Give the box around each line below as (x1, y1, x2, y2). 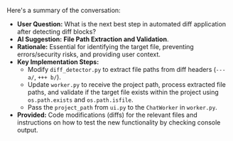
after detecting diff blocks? (16, 28, 97, 36)
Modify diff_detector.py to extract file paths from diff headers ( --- (27, 66, 226, 73)
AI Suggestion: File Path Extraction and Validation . (16, 35, 169, 43)
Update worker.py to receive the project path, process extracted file (27, 80, 227, 88)
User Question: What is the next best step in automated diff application (16, 20, 227, 28)
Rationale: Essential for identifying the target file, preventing (16, 43, 195, 51)
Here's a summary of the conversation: (6, 6, 121, 14)
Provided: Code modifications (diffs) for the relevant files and (16, 110, 198, 119)
